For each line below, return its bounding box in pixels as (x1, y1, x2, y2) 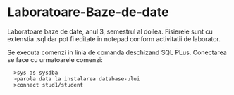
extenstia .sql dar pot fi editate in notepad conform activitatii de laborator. (7, 34, 221, 43)
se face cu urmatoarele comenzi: (7, 55, 104, 64)
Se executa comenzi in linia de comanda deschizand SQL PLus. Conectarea (7, 48, 227, 57)
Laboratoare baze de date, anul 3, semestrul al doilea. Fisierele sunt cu (7, 27, 213, 36)
